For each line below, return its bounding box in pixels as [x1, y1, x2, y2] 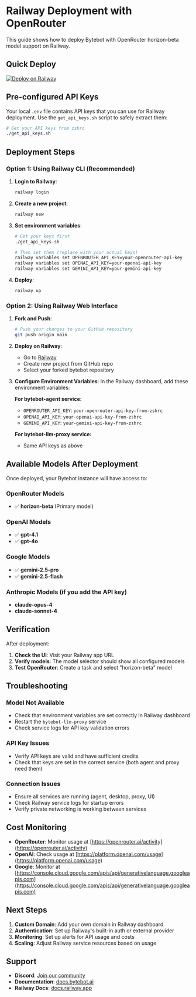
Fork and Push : [14, 315, 52, 322]
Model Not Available [6, 698, 65, 707]
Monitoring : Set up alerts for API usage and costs [14, 933, 135, 940]
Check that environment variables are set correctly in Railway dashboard [14, 712, 190, 719]
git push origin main [14, 332, 67, 338]
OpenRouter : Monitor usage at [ [14, 838, 92, 845]
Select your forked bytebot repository [23, 366, 114, 373]
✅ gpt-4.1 [14, 531, 39, 538]
